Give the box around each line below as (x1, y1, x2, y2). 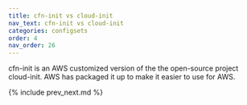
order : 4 (8, 34, 38, 42)
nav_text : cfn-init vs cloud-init (8, 19, 125, 27)
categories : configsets (8, 26, 89, 34)
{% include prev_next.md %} (8, 87, 103, 97)
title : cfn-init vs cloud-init (8, 11, 113, 20)
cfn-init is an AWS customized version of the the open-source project (8, 63, 239, 73)
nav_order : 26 (8, 42, 56, 50)
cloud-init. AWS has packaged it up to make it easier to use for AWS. (8, 72, 236, 82)
